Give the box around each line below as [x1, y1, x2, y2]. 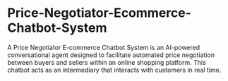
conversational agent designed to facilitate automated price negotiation [7, 51, 215, 59]
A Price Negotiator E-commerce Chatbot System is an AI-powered [7, 43, 200, 51]
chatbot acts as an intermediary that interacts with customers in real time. [7, 66, 222, 74]
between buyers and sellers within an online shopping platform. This [7, 58, 206, 66]
